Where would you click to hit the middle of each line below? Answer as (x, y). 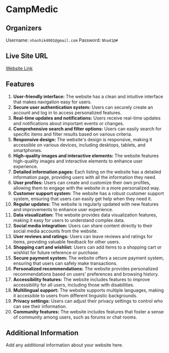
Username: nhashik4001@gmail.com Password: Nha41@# (62, 40)
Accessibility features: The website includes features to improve (81, 279)
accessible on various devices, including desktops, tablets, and (79, 145)
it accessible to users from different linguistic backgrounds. (75, 295)
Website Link (19, 68)
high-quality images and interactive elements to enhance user (78, 161)
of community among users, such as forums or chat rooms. (75, 317)
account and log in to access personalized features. (67, 112)
